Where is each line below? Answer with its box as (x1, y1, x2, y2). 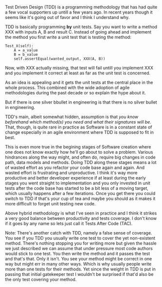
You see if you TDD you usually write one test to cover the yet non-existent (5, 235, 156, 241)
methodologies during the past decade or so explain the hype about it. (5, 90, 146, 95)
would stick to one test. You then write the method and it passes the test (5, 251, 150, 256)
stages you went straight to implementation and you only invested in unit (5, 180, 151, 186)
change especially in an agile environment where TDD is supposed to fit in (5, 129, 154, 135)
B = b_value (14, 52, 38, 57)
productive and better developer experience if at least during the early (5, 175, 146, 180)
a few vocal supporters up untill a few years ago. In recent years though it (5, 9, 153, 15)
